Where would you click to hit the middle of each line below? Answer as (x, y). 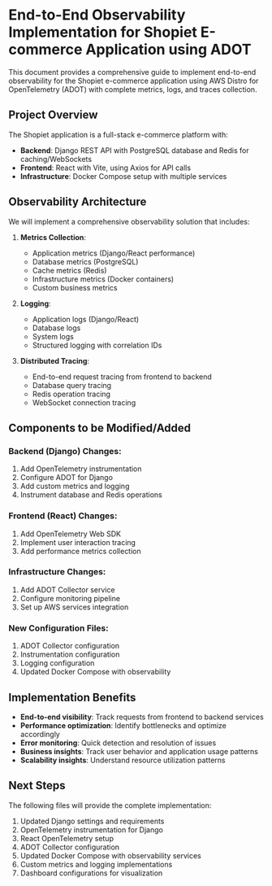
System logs (53, 336)
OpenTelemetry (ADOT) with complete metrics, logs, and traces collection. (133, 89)
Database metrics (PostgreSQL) (85, 261)
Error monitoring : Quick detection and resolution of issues (118, 743)
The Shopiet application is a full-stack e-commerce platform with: (119, 134)
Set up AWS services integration (74, 607)
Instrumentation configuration (70, 655)
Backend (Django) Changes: (65, 451)
